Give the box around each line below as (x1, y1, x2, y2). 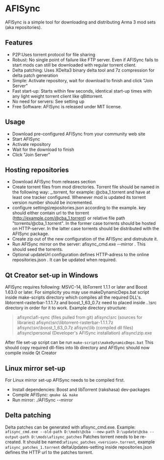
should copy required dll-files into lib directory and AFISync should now (5, 345, 150, 351)
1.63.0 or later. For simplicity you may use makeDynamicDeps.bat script (5, 290, 149, 295)
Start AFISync (12, 136, 41, 142)
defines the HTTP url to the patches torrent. (5, 449, 94, 455)
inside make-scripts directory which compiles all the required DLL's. (5, 294, 142, 300)
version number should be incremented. (12, 199, 93, 206)
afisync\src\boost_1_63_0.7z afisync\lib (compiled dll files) (17, 325, 134, 331)
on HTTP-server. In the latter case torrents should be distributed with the (12, 226, 159, 232)
